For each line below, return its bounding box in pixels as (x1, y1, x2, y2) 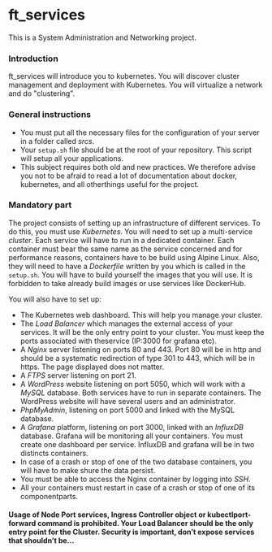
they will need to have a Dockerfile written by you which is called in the (8, 261, 246, 271)
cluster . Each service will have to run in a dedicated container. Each (8, 235, 235, 245)
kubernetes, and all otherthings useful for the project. (19, 179, 200, 189)
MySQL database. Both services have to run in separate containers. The (19, 388, 261, 398)
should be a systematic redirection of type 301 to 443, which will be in (19, 353, 256, 363)
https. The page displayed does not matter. (19, 362, 165, 372)
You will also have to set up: (8, 294, 101, 304)
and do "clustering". (8, 89, 76, 98)
